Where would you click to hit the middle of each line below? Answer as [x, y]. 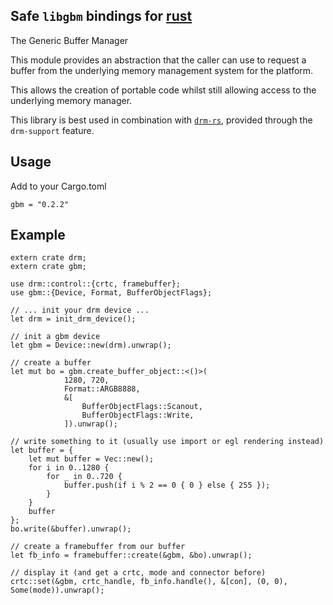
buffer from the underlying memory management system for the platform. [162, 70]
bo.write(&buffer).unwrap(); [71, 529]
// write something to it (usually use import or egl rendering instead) [167, 442]
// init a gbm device [55, 337]
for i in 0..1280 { [69, 468]
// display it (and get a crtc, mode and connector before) [138, 573]
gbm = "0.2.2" [40, 204]
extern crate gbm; [48, 267]
